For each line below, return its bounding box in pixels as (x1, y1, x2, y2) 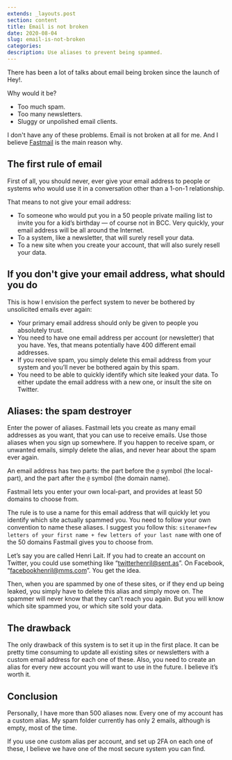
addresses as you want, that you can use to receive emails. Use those (7, 431, 207, 439)
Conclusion (7, 690, 58, 702)
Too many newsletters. (17, 109, 83, 118)
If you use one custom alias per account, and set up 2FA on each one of (7, 737, 213, 745)
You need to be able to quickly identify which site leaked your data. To (17, 370, 219, 379)
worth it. (7, 670, 31, 679)
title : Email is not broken (7, 23, 89, 30)
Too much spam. (17, 102, 66, 111)
